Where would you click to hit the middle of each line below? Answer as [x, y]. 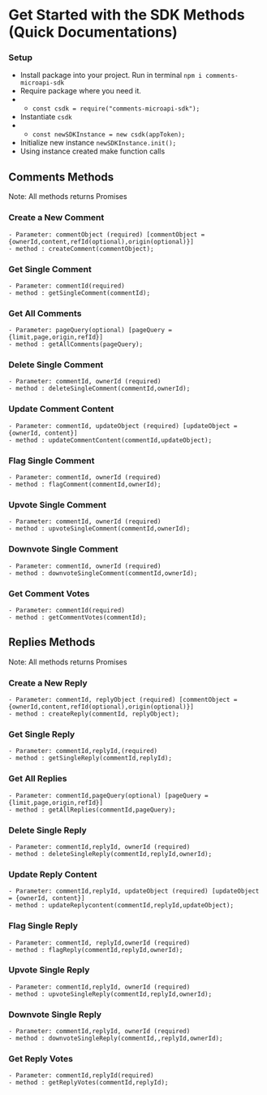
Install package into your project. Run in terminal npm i [111, 76]
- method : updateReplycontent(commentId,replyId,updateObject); [121, 906]
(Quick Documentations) [93, 32]
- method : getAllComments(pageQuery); [76, 344]
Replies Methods [52, 642]
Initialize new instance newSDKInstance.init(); [98, 143]
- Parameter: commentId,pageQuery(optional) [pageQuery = [108, 795]
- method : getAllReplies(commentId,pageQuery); [92, 810]
